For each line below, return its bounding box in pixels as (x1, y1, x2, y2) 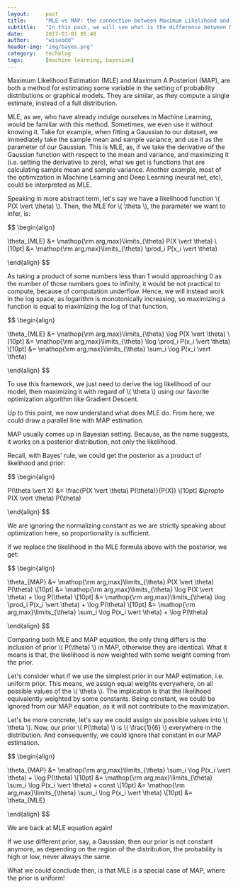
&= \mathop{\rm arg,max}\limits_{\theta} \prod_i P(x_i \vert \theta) (25, 244, 218, 253)
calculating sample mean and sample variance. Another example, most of (7, 165, 222, 174)
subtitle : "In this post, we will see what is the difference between (7, 23, 227, 31)
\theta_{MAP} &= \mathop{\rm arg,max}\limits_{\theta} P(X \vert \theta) (7, 577, 214, 586)
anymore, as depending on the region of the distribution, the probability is (7, 844, 223, 853)
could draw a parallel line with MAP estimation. (7, 416, 144, 425)
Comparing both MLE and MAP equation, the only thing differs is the (7, 635, 207, 643)
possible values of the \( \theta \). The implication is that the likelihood (7, 687, 211, 695)
